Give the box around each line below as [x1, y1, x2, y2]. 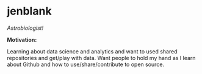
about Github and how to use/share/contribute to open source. [7, 61, 164, 68]
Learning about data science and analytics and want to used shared [7, 47, 178, 55]
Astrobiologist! [7, 24, 44, 32]
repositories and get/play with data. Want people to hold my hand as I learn [7, 54, 196, 61]
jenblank [7, 4, 52, 18]
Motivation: [7, 36, 37, 43]
